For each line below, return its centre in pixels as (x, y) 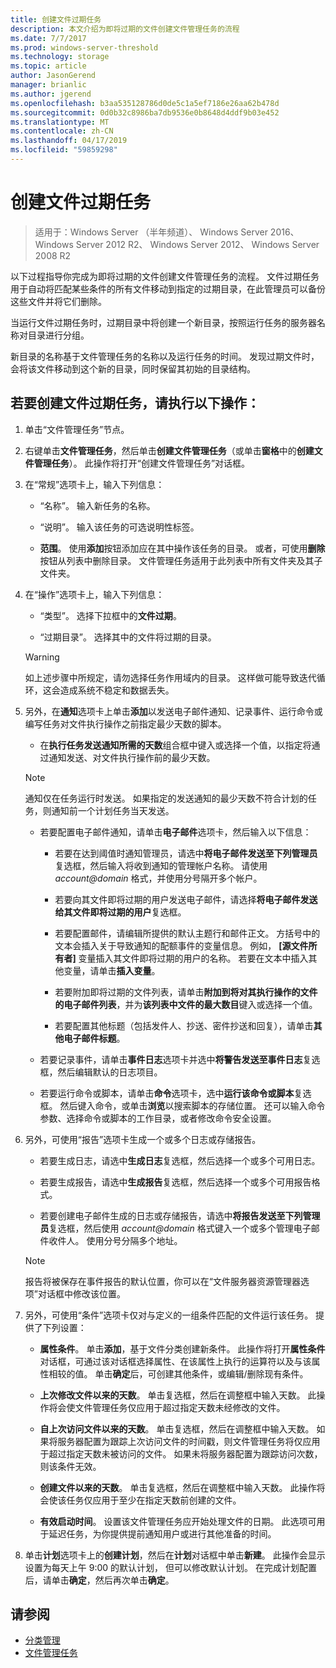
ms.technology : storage (60, 57)
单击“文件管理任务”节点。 (77, 429)
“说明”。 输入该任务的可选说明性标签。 (119, 527)
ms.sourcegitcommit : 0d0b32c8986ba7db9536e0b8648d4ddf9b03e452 (145, 112)
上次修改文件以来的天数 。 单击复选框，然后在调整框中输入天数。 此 (178, 1395)
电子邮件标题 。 (94, 1038)
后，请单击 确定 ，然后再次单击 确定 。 (99, 1580)
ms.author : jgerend (51, 94)
